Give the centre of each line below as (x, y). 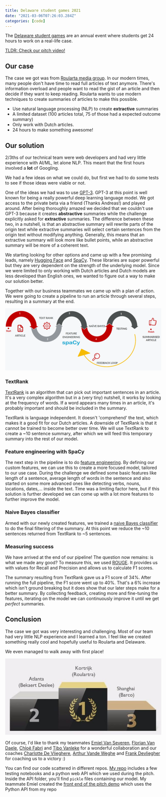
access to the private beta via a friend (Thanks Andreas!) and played (75, 203)
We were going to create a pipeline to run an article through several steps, (81, 296)
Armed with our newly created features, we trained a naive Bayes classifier (82, 523)
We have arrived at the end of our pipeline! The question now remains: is (79, 557)
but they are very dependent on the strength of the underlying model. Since (82, 265)
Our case (19, 66)
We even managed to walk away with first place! (55, 651)
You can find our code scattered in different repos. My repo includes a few (81, 768)
